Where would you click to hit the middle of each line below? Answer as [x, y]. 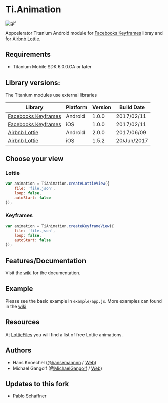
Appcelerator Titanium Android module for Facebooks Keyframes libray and [84, 33]
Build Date [132, 107]
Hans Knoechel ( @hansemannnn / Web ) [54, 362]
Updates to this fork [37, 384]
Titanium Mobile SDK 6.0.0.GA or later [52, 66]
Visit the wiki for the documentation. [43, 273]
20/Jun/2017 [132, 140]
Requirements [28, 54]
